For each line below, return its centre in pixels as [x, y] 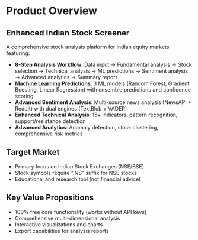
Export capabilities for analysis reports [62, 231]
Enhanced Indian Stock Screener [68, 33]
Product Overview [52, 11]
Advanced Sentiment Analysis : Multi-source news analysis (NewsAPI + [103, 102]
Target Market [33, 152]
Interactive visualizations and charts [59, 224]
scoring [24, 96]
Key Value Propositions [50, 198]
